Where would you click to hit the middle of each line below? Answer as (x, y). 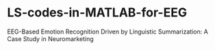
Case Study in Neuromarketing (50, 38)
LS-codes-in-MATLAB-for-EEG (97, 13)
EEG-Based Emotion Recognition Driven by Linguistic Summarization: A (108, 32)
